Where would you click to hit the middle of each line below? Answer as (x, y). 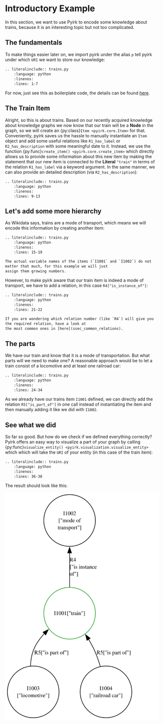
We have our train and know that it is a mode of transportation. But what (77, 355)
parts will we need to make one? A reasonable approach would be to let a (79, 361)
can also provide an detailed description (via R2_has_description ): (71, 172)
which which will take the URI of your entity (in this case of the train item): (79, 452)
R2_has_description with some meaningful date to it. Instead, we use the (78, 146)
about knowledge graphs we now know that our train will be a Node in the (79, 125)
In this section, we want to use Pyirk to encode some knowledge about (76, 22)
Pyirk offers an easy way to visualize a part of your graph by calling (73, 442)
